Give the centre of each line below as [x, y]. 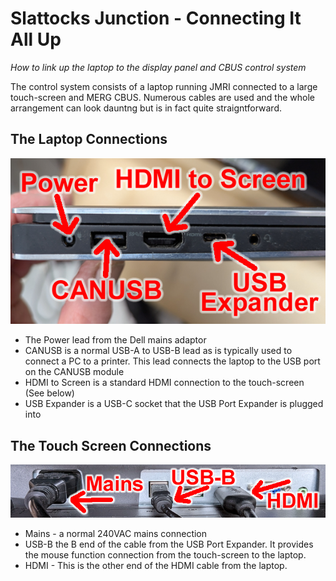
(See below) [49, 393]
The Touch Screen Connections [111, 445]
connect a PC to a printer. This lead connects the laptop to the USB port [172, 361]
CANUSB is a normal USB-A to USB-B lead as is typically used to [158, 351]
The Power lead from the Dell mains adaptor [115, 340]
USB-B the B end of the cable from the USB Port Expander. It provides [169, 544]
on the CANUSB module [74, 372]
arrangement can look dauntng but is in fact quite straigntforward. [146, 108]
